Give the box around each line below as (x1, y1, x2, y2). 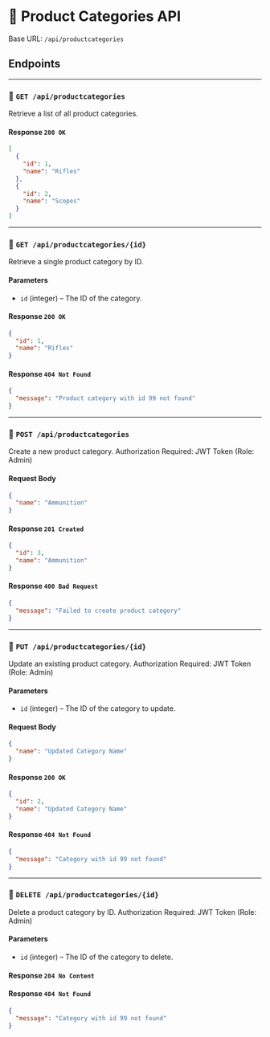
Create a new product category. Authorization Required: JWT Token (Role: (8, 447, 255, 456)
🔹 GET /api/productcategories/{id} (8, 239, 147, 250)
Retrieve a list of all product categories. (8, 108, 138, 119)
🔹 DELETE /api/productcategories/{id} (8, 889, 159, 900)
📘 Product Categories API (8, 7, 181, 26)
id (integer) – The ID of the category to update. (19, 704, 176, 713)
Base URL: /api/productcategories (8, 34, 125, 43)
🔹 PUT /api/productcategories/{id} (8, 640, 147, 651)
